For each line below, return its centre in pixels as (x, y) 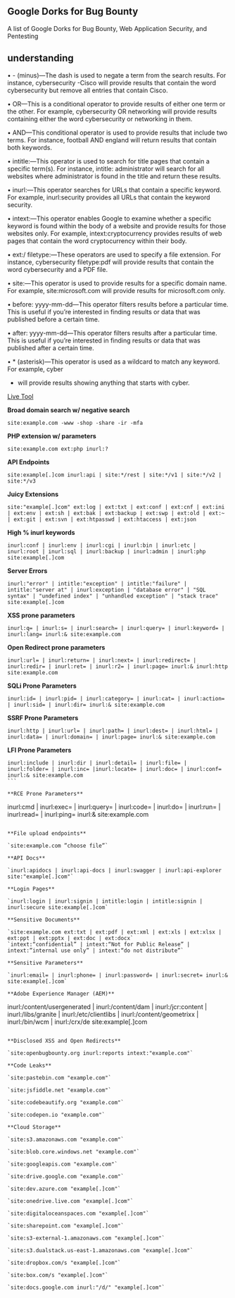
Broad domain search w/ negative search (69, 410)
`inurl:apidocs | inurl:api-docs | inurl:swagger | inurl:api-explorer (114, 870)
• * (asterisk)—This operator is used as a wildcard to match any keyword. (114, 361)
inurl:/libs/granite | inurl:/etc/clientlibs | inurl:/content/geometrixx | (103, 1014)
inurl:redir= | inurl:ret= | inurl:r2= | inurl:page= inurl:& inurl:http (118, 666)
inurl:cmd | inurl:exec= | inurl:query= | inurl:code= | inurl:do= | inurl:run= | (114, 807)
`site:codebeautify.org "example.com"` (66, 1102)
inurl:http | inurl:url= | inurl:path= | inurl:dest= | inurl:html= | (113, 731)
